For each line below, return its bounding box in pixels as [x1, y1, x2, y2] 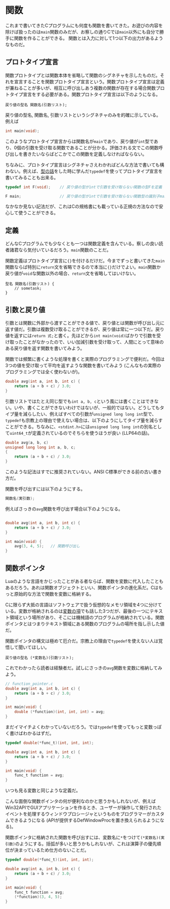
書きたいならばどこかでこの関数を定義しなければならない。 [22, 151, 147, 157]
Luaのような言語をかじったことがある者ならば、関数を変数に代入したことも [5, 578, 164, 584]
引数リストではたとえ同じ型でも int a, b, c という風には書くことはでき [5, 398, 154, 404]
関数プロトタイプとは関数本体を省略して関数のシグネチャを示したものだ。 [5, 72, 160, 78]
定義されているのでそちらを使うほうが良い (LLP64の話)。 [32, 430, 152, 436]
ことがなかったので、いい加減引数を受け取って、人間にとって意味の [22, 339, 164, 345]
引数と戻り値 [5, 305, 46, 314]
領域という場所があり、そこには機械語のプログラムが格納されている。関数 [9, 614, 164, 620]
